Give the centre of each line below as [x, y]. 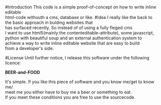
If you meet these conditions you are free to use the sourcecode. [70, 97]
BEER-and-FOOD [23, 72]
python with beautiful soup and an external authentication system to [74, 38]
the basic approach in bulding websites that [49, 22]
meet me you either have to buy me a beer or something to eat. [69, 92]
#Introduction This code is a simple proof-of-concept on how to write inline [81, 7]
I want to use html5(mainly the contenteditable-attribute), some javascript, [80, 33]
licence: [13, 63]
